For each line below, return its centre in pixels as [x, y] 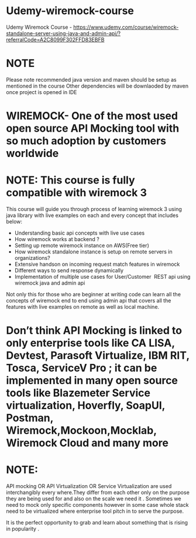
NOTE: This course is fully [71, 180]
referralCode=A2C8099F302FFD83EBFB [55, 39]
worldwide [32, 153]
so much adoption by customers [86, 141]
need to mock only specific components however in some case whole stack [97, 505]
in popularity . [23, 529]
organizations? [32, 258]
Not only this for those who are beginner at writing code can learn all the [94, 294]
